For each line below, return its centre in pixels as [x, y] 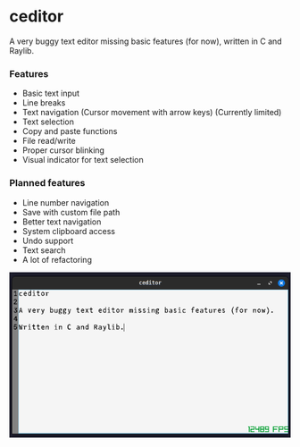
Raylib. [21, 50]
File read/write [49, 141]
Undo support [48, 240]
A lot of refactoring [57, 259]
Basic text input [51, 93]
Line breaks [44, 103]
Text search [44, 250]
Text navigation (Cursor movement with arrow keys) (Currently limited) [152, 113]
